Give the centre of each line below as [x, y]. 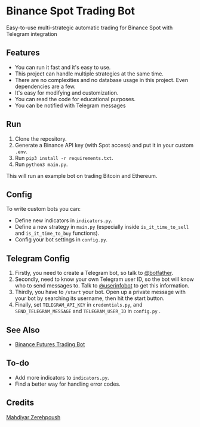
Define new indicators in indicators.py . [64, 220]
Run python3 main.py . [41, 164]
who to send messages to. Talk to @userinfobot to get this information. [102, 286]
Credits [20, 403]
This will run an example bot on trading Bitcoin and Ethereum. [82, 175]
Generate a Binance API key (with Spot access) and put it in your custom [104, 145]
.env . [21, 152]
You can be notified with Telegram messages [70, 105]
